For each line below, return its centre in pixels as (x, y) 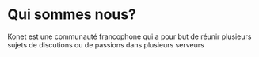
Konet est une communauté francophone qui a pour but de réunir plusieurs (129, 36)
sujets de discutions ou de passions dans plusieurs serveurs (106, 44)
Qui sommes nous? (72, 15)
